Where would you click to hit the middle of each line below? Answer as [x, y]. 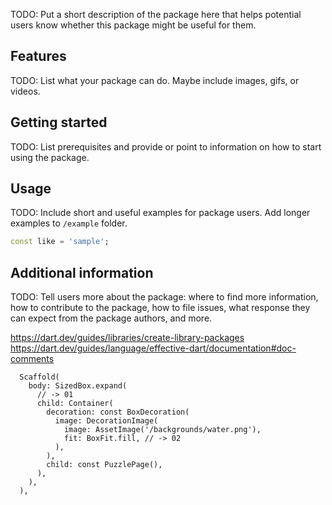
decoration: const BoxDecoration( [118, 412]
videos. [25, 91]
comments [32, 359]
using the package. [50, 157]
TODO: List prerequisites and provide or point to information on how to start [166, 146]
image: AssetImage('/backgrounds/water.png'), [162, 430]
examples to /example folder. [69, 223]
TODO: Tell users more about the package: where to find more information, [164, 297]
